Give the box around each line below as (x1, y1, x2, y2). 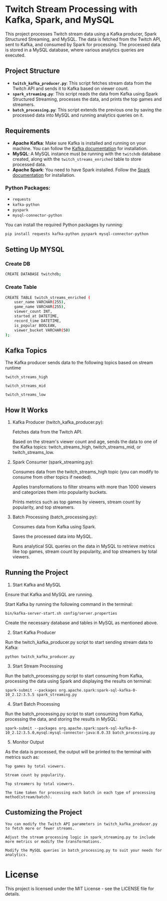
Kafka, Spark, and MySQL (5, 14, 114, 26)
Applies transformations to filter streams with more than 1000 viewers (12, 484, 156, 490)
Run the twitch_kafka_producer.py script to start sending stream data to (5, 639, 153, 645)
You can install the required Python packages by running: (5, 221, 123, 228)
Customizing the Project (5, 808, 82, 817)
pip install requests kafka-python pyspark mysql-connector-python (5, 231, 149, 237)
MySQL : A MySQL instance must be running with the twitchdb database (12, 151, 161, 157)
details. (5, 890, 20, 897)
